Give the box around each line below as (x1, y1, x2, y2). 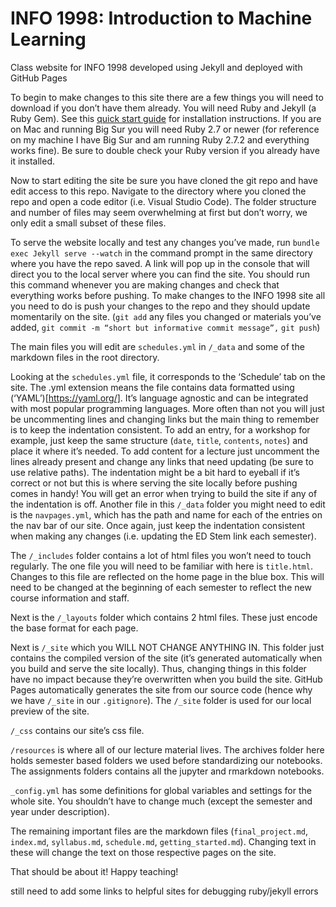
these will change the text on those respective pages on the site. (10, 846, 277, 858)
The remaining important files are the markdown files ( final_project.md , (10, 825, 308, 837)
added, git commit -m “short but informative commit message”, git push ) (10, 321, 321, 333)
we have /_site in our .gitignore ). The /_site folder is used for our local (10, 694, 312, 706)
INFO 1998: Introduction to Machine (10, 7, 313, 30)
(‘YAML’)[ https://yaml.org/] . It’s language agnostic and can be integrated (10, 392, 309, 404)
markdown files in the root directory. (10, 351, 160, 363)
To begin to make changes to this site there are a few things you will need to (10, 91, 324, 103)
